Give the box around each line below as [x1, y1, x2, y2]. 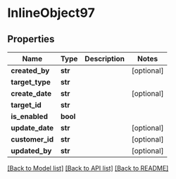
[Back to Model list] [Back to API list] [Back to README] [7, 164, 169, 172]
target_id [11, 100, 42, 110]
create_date [11, 89, 51, 98]
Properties [7, 33, 55, 45]
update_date [11, 123, 54, 132]
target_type [11, 78, 51, 87]
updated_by [11, 146, 52, 156]
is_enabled [11, 111, 48, 121]
